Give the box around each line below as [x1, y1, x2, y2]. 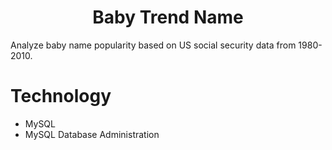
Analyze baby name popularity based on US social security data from [10, 39, 297, 51]
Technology [10, 85, 112, 108]
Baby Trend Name [92, 6, 244, 29]
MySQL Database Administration [24, 128, 160, 140]
